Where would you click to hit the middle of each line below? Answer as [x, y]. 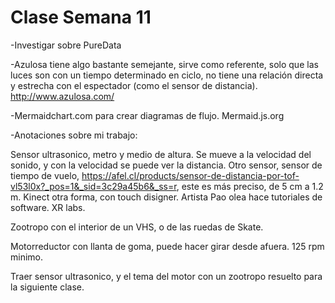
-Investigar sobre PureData [66, 45]
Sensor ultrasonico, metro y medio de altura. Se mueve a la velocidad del [161, 154]
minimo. [27, 257]
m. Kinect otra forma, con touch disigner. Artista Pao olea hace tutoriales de [166, 197]
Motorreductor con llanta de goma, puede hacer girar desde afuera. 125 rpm [167, 246]
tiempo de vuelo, [45, 175]
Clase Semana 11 [81, 17]
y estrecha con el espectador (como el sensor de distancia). [134, 85]
